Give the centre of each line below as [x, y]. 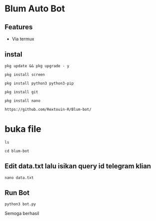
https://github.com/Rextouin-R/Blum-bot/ [48, 109]
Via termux [23, 39]
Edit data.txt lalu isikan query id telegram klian [78, 166]
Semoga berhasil [22, 214]
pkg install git [21, 92]
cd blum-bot [17, 151]
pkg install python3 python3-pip [39, 83]
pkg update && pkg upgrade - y [37, 66]
